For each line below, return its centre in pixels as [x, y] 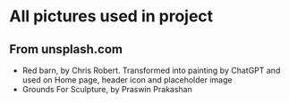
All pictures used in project [111, 16]
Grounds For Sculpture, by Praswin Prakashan [107, 89]
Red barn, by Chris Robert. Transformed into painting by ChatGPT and [151, 70]
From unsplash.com [66, 49]
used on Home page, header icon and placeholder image [127, 80]
